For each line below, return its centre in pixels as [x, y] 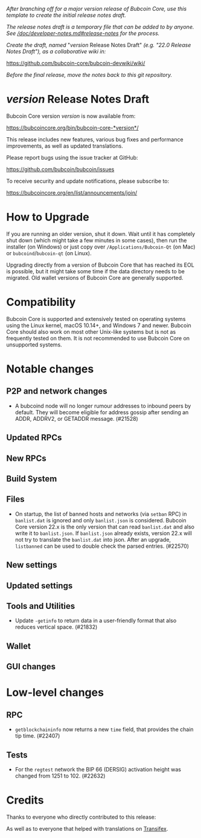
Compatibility [41, 302]
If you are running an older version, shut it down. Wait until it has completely [101, 234]
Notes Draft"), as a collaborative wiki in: [56, 51]
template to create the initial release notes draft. [66, 15]
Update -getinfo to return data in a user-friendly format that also [96, 621]
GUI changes [31, 667]
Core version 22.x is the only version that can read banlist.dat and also [105, 527]
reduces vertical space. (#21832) [56, 627]
